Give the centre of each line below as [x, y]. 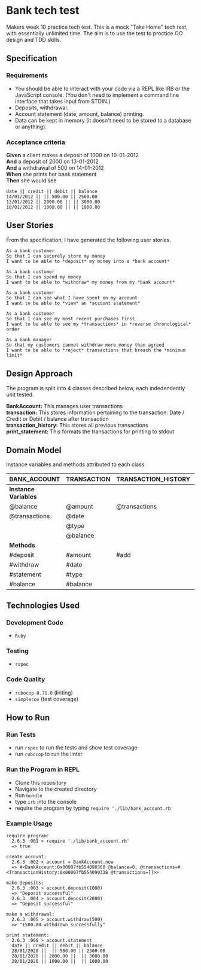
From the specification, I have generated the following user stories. [89, 240]
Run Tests [21, 735]
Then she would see [31, 180]
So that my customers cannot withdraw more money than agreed [85, 345]
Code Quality [26, 680]
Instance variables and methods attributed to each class [75, 464]
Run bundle [29, 795]
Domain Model [34, 450]
